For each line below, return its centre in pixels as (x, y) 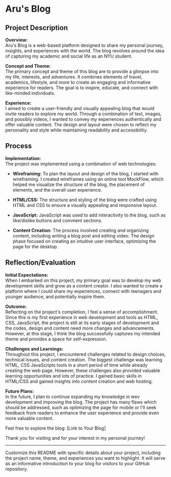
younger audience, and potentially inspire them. (55, 297)
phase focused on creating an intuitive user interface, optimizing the (84, 241)
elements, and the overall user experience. (58, 190)
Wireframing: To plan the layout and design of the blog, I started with (85, 173)
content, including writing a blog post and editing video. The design (83, 235)
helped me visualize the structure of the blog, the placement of (79, 184)
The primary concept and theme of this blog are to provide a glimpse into (82, 71)
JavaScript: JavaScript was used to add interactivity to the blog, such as (89, 215)
